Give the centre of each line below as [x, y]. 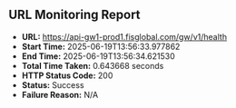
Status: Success [53, 84]
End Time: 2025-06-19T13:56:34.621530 [98, 56]
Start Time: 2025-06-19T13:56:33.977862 [101, 46]
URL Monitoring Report [75, 15]
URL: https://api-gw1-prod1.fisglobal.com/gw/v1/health [124, 36]
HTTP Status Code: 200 [67, 75]
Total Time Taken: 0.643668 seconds [93, 65]
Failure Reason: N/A [60, 94]
